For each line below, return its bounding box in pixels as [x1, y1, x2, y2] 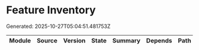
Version [63, 36, 86, 44]
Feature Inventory [6, 3, 96, 17]
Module [9, 36, 31, 44]
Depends [146, 36, 173, 44]
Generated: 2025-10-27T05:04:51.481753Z [6, 23, 111, 30]
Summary [112, 36, 141, 44]
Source [36, 36, 57, 44]
